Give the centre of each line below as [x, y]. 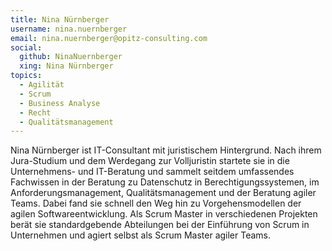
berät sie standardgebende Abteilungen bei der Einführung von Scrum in [160, 225]
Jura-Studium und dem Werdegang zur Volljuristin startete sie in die [150, 161]
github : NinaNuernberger [71, 57]
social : [26, 47]
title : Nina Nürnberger [60, 19]
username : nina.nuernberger [69, 29]
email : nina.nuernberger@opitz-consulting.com [109, 38]
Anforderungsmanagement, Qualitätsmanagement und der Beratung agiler [163, 193]
